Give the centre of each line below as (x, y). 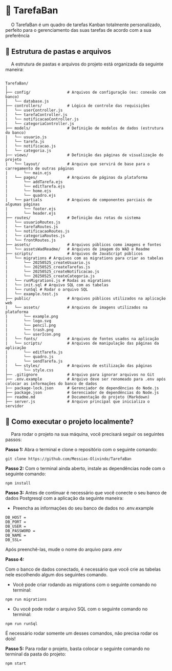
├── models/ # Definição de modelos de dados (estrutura (84, 128)
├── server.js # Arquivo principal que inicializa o (78, 402)
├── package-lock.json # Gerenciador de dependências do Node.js (82, 388)
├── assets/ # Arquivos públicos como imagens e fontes (83, 245)
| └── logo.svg (28, 321)
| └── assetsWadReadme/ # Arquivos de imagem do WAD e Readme (78, 249)
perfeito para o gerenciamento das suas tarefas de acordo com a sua (78, 30)
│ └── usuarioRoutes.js (33, 222)
